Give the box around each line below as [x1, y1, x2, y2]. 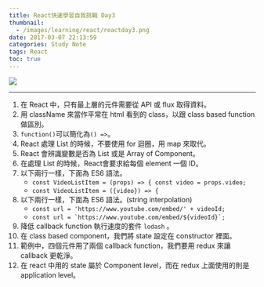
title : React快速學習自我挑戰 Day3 [9, 11, 116, 20]
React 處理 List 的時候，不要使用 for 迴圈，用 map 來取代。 [20, 139, 211, 148]
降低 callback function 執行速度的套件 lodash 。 [20, 221, 174, 231]
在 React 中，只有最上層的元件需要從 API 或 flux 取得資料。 [20, 100, 211, 109]
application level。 [20, 270, 81, 279]
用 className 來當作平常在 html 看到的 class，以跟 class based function [20, 109, 255, 118]
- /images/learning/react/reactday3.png [16, 26, 150, 34]
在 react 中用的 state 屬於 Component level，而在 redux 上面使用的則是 [20, 260, 250, 270]
